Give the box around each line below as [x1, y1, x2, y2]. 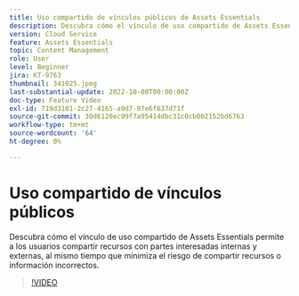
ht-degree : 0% [9, 137, 62, 146]
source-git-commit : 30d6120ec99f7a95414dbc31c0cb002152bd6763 [9, 112, 245, 121]
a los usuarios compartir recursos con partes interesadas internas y [9, 241, 258, 252]
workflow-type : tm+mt [9, 121, 90, 130]
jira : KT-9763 [9, 71, 62, 80]
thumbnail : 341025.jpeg [9, 79, 98, 88]
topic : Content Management [9, 46, 109, 55]
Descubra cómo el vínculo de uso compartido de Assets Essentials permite [9, 231, 285, 242]
